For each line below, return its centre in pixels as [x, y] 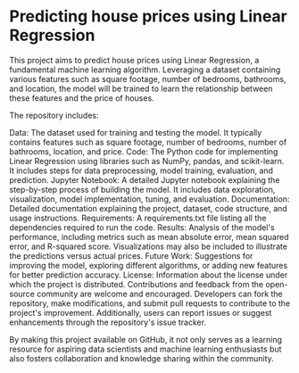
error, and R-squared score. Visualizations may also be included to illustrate [149, 246]
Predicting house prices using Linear [149, 17]
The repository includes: [54, 115]
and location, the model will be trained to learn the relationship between [141, 88]
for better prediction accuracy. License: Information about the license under [149, 275]
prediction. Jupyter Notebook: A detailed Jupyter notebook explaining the [145, 179]
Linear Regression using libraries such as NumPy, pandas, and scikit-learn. [147, 161]
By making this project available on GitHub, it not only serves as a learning [146, 339]
